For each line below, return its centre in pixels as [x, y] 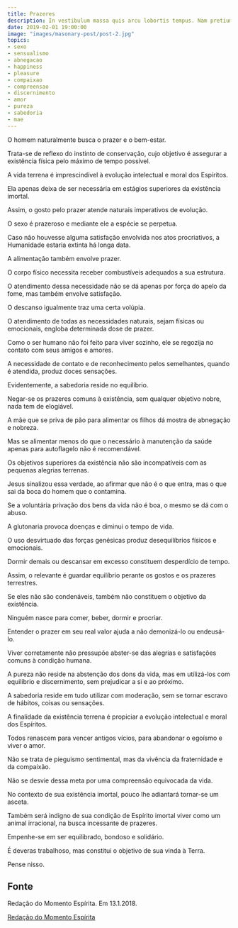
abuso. [17, 512]
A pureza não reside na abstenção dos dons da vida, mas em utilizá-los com [119, 674]
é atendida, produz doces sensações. [62, 371]
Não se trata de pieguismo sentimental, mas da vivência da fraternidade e [115, 759]
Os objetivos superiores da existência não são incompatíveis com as [107, 463]
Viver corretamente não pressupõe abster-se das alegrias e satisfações [112, 653]
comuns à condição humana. [50, 660]
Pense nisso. [26, 864]
